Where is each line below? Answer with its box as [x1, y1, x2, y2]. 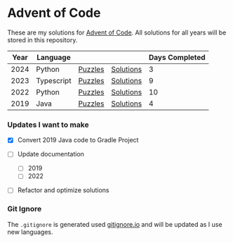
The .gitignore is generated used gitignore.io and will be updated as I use [7, 220, 222, 228]
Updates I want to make [7, 120, 89, 130]
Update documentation [17, 150, 84, 158]
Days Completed [148, 52, 206, 62]
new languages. [7, 228, 53, 236]
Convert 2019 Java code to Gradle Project [17, 136, 139, 144]
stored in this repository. [7, 35, 78, 44]
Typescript [36, 75, 72, 85]
